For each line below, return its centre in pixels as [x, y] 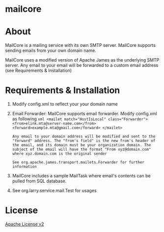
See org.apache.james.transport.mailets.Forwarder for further [78, 163]
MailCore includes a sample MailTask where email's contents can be [81, 176]
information [24, 167]
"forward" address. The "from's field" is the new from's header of [84, 141]
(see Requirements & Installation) [39, 70]
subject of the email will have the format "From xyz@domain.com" [82, 149]
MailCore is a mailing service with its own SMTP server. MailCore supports [80, 45]
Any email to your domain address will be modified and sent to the [84, 136]
